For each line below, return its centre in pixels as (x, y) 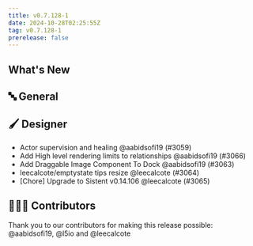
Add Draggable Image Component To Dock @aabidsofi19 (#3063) (127, 164)
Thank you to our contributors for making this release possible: (111, 225)
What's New (39, 69)
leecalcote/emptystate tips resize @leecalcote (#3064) (110, 172)
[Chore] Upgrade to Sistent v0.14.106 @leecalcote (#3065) (115, 181)
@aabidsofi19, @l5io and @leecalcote (70, 233)
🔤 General (34, 97)
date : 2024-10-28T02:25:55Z (55, 23)
